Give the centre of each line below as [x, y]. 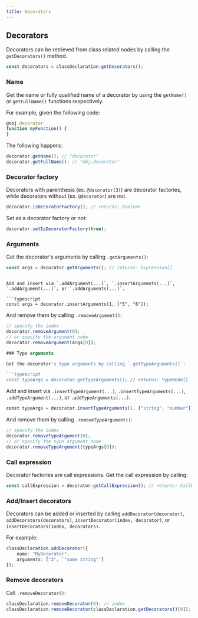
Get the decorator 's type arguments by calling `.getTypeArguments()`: [96, 364]
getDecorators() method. [37, 56]
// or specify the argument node [47, 337]
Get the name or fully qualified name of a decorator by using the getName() [97, 94]
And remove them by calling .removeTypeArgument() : [69, 420]
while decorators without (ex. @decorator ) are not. [66, 196]
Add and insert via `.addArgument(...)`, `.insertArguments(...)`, [91, 284]
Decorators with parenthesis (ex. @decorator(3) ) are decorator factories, [94, 190]
